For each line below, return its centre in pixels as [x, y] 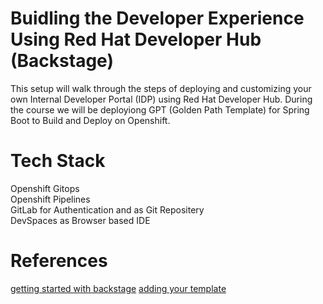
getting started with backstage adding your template [118, 288]
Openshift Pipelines [50, 199]
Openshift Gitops [45, 188]
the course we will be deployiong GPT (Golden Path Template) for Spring [160, 109]
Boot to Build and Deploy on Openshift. [90, 120]
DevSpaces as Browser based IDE [80, 220]
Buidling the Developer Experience [157, 18]
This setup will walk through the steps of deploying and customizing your [161, 88]
